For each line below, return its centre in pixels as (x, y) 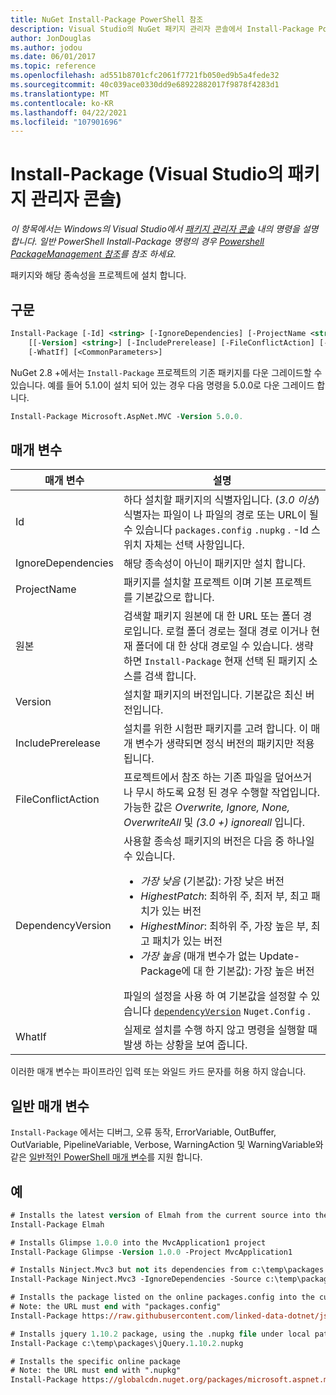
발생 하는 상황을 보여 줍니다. (185, 1045)
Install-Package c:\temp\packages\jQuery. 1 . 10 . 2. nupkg (127, 1343)
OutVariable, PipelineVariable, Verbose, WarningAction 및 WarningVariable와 (167, 1145)
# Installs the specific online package (96, 1361)
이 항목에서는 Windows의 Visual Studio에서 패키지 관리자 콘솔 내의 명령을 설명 (164, 229)
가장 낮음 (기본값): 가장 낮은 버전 (212, 881)
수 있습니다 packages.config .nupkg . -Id (216, 530)
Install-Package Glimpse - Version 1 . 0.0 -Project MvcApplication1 (151, 1252)
